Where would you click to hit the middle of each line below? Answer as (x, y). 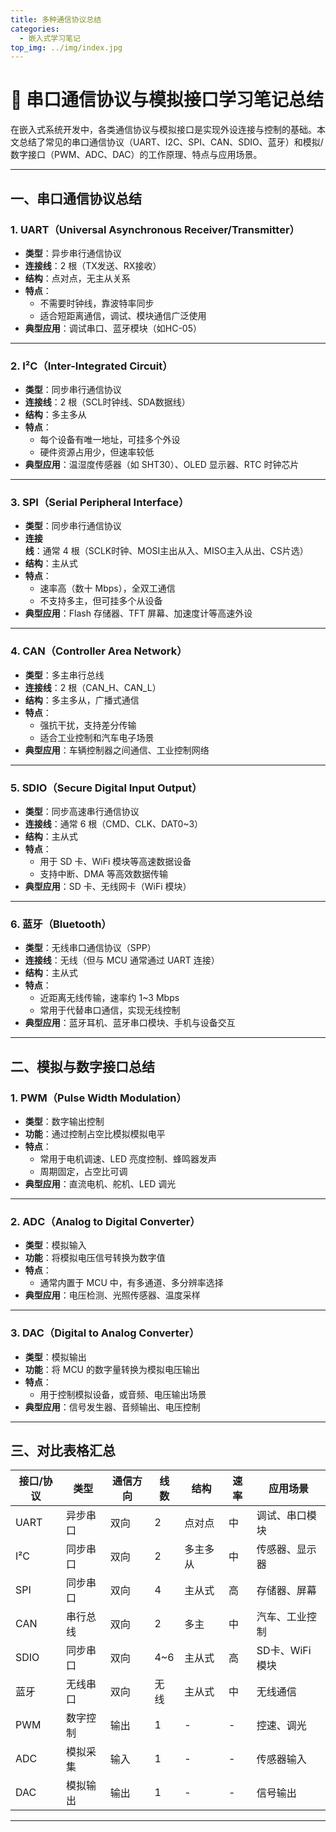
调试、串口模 (286, 1516)
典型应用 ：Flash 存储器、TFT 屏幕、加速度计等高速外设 (138, 613)
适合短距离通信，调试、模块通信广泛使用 (123, 315)
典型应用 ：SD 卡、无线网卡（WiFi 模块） (108, 887)
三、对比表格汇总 (63, 1451)
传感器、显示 (286, 1549)
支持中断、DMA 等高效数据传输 (103, 874)
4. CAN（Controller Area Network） (99, 651)
